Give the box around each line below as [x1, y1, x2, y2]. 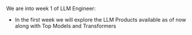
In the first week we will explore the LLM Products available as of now [14, 16, 187, 23]
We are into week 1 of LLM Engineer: [6, 5, 96, 12]
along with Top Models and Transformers [14, 23, 116, 29]
